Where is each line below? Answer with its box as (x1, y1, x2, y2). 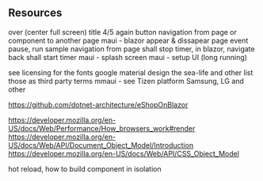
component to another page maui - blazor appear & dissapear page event (8, 36, 249, 45)
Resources (8, 6, 63, 20)
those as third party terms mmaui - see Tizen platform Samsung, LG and (8, 76, 244, 85)
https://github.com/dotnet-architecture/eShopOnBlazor (8, 100, 189, 109)
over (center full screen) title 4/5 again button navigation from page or (8, 27, 238, 36)
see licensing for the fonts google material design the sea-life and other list (8, 67, 253, 77)
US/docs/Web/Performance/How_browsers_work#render (8, 123, 196, 133)
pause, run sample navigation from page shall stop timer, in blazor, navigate (8, 43, 255, 54)
